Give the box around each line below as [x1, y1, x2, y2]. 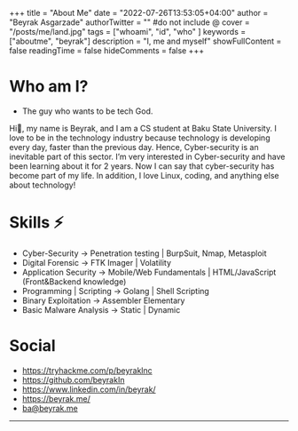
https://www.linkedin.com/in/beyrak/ [21, 384, 157, 395]
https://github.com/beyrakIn [21, 374, 125, 385]
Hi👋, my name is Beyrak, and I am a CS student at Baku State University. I [9, 123, 277, 133]
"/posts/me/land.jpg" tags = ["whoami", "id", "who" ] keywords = [9, 27, 247, 36]
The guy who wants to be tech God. [21, 106, 153, 116]
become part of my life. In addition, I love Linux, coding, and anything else [9, 170, 279, 180]
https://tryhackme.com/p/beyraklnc [21, 364, 153, 376]
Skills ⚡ [9, 212, 64, 233]
